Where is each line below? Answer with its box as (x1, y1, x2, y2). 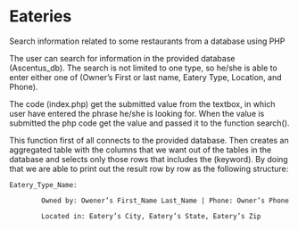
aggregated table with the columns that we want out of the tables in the (9, 144, 272, 155)
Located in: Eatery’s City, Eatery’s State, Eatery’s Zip (41, 211, 261, 220)
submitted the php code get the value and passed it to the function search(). (9, 118, 290, 128)
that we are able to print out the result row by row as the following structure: (9, 163, 289, 174)
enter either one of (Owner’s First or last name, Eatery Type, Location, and (9, 71, 283, 82)
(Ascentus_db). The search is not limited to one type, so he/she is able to (9, 62, 278, 73)
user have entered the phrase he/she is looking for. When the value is (9, 108, 265, 119)
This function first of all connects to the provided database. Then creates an (9, 135, 289, 145)
